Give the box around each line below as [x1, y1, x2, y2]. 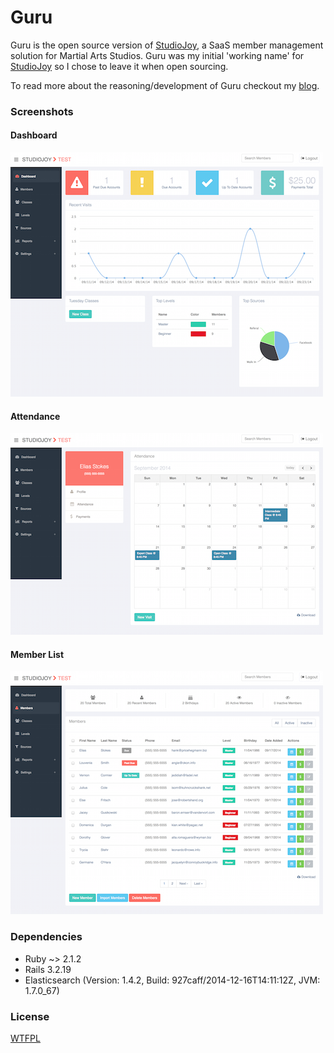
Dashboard [10, 129, 58, 141]
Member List [10, 648, 65, 660]
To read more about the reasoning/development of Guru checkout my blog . [10, 79, 320, 91]
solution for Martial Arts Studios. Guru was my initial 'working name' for [10, 49, 305, 61]
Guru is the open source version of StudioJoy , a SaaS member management [10, 39, 324, 51]
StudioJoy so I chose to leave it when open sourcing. [10, 60, 229, 72]
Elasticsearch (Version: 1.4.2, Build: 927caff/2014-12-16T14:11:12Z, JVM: [24, 974, 321, 986]
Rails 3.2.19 [24, 963, 72, 975]
